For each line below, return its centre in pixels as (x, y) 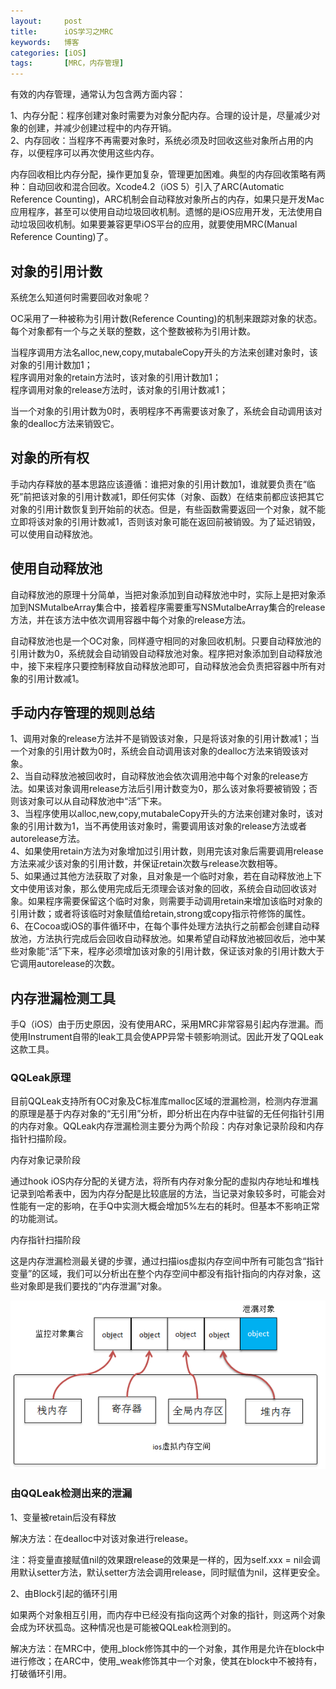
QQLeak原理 (41, 1078)
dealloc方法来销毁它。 (73, 423)
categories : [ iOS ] (48, 53)
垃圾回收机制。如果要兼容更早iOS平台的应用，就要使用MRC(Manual (158, 224)
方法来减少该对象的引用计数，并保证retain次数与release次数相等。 (146, 864)
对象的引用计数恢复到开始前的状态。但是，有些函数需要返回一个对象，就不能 (168, 509)
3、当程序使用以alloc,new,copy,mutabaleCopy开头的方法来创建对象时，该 (162, 814)
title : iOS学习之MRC (62, 31)
